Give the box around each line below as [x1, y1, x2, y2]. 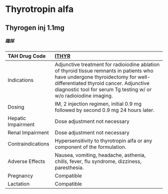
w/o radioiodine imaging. [54, 92, 113, 99]
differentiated [54, 79, 86, 86]
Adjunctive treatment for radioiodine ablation [54, 61, 160, 68]
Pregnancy [7, 172, 33, 179]
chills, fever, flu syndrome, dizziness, [54, 157, 141, 164]
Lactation [7, 180, 30, 187]
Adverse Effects [7, 157, 45, 164]
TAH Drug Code [7, 52, 46, 59]
